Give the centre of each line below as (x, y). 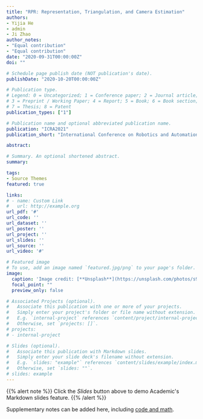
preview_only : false (37, 290)
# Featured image (28, 262)
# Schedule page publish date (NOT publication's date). (79, 73)
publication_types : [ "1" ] (39, 112)
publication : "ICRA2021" (37, 129)
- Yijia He (20, 23)
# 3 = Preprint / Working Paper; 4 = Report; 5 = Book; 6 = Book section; (102, 101)
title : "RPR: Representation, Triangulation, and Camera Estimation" (96, 12)
